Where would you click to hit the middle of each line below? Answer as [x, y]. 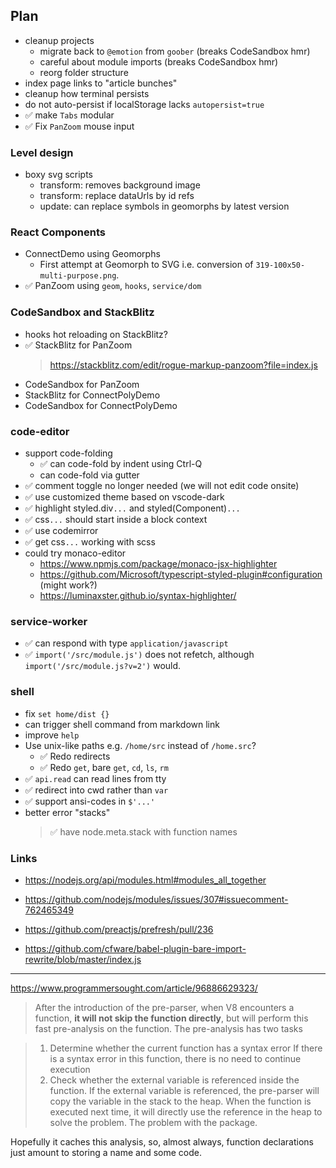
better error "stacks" [67, 812]
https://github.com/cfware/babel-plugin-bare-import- [135, 948]
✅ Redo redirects [75, 756]
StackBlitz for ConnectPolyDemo [92, 395]
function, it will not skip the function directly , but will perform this [171, 1018]
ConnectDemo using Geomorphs [92, 254]
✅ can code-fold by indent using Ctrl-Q [121, 463]
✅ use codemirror [61, 530]
